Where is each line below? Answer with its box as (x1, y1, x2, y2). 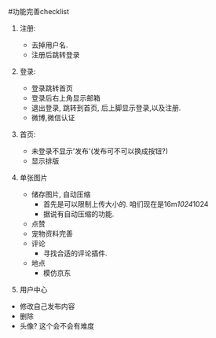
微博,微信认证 (31, 113, 75, 122)
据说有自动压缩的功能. (42, 209, 115, 219)
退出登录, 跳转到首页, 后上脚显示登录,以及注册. (31, 103, 181, 112)
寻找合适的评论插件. (42, 248, 108, 258)
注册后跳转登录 (31, 50, 80, 59)
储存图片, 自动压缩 (31, 189, 91, 199)
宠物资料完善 (31, 229, 73, 238)
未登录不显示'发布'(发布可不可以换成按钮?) (31, 146, 169, 156)
